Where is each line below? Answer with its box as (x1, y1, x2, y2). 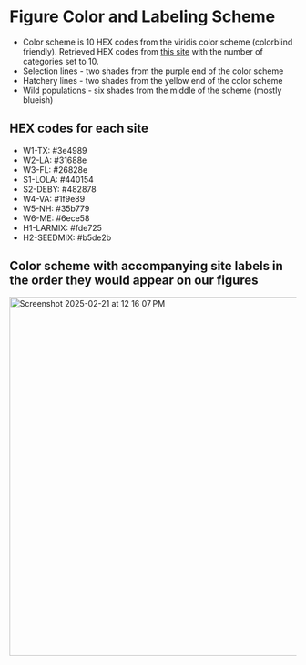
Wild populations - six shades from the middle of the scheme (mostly (22, 85, 282, 96)
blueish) (22, 94, 54, 106)
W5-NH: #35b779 (22, 203, 90, 214)
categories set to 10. (22, 55, 99, 66)
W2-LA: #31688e (22, 155, 87, 166)
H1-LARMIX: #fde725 (22, 222, 102, 233)
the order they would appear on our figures (9, 273, 259, 288)
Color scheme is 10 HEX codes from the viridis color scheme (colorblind (22, 36, 293, 47)
